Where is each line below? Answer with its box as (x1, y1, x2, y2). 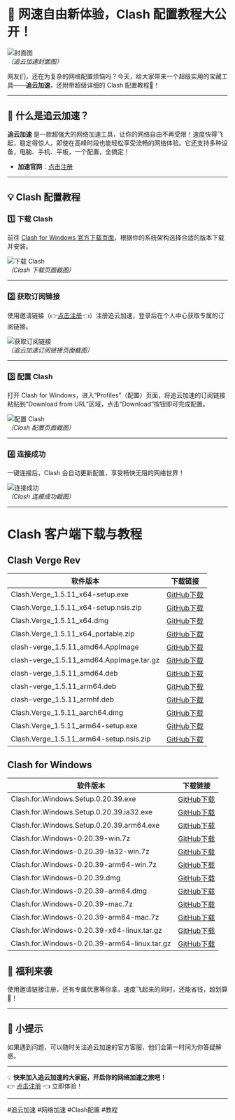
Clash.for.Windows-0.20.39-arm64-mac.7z (10, 913, 159, 922)
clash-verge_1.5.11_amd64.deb (10, 669, 118, 678)
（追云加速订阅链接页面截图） (7, 346, 93, 354)
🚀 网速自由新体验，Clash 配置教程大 (7, 6, 215, 22)
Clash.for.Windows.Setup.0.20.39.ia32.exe (10, 807, 152, 817)
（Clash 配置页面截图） (7, 423, 75, 432)
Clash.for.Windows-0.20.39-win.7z (10, 833, 131, 843)
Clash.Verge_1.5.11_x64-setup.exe (10, 589, 129, 599)
